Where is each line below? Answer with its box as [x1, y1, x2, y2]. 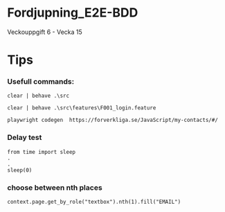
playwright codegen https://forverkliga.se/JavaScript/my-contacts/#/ [7, 116, 218, 124]
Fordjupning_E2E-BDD [7, 5, 138, 21]
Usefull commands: [7, 77, 75, 87]
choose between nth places [7, 182, 102, 192]
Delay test [7, 133, 42, 143]
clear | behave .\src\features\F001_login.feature [7, 105, 156, 112]
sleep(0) [7, 166, 33, 174]
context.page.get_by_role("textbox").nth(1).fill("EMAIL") [7, 199, 181, 206]
